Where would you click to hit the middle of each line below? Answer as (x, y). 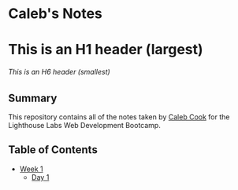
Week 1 (31, 169)
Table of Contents (53, 150)
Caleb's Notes (55, 14)
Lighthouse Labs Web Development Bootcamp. (85, 125)
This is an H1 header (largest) (106, 50)
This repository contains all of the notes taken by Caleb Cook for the (119, 117)
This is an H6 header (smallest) (59, 71)
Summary (33, 98)
